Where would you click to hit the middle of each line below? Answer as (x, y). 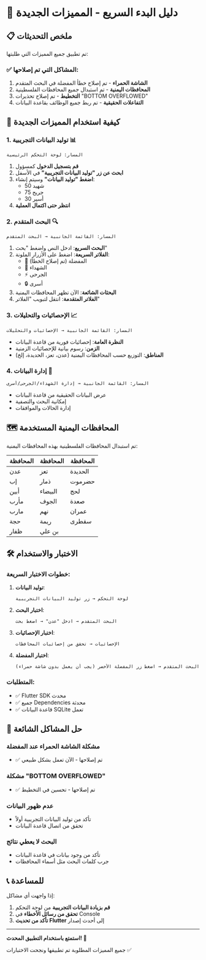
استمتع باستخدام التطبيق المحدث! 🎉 (47, 938)
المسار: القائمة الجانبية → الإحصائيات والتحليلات (70, 330)
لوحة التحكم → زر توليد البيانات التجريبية (72, 599)
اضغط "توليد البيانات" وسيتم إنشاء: (55, 179)
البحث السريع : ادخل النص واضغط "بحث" (61, 248)
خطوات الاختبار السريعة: (38, 574)
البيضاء (48, 491)
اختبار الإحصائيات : (35, 633)
